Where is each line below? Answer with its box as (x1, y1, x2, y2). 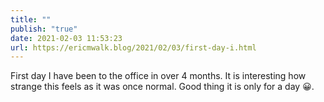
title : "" (10, 14, 52, 25)
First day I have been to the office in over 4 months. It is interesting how (10, 70, 307, 82)
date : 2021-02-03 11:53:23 (10, 33, 123, 43)
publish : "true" (10, 24, 78, 34)
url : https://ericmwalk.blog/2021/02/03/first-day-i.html (10, 42, 257, 53)
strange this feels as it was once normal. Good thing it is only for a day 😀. (10, 81, 315, 93)
